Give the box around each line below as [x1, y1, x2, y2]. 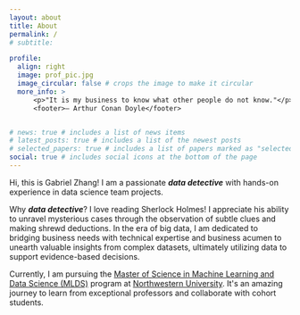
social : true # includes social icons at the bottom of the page [9, 153, 257, 162]
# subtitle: [9, 37, 54, 47]
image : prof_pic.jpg [17, 70, 94, 80]
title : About [9, 21, 58, 30]
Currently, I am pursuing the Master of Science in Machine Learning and [9, 269, 275, 279]
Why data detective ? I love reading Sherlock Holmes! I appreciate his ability [9, 203, 289, 214]
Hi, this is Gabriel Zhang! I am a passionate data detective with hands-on [9, 177, 279, 187]
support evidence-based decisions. [9, 251, 140, 261]
